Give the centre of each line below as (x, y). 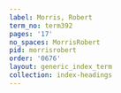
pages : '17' (31, 34)
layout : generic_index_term (61, 67)
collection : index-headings (61, 75)
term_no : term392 (41, 26)
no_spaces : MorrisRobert (55, 42)
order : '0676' (35, 58)
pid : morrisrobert (43, 50)
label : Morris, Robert (51, 17)
